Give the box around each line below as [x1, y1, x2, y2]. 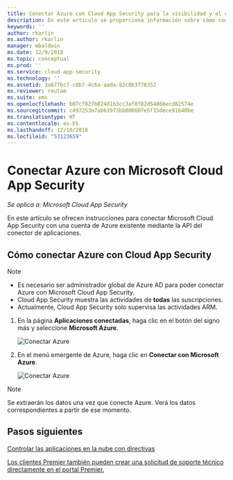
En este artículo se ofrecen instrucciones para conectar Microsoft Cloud [7, 214, 214, 222]
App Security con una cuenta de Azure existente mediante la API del [7, 222, 202, 230]
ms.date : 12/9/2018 [7, 49, 64, 56]
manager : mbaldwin [7, 42, 60, 49]
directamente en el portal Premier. [7, 465, 105, 473]
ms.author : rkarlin [7, 36, 64, 43]
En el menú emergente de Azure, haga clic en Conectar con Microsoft [17, 351, 220, 358]
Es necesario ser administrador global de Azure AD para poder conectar [17, 281, 224, 289]
